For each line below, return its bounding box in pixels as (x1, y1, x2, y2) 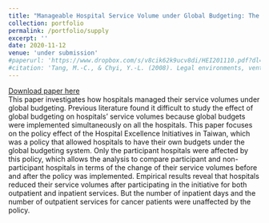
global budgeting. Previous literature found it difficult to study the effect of (8, 103, 254, 112)
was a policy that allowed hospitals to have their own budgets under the (8, 137, 246, 147)
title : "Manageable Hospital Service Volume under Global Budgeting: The (8, 11, 260, 20)
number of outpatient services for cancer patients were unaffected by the (8, 197, 251, 206)
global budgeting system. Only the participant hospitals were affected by (8, 145, 249, 155)
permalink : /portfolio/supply (8, 26, 110, 34)
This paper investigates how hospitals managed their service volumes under (8, 94, 260, 104)
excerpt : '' (8, 34, 48, 43)
